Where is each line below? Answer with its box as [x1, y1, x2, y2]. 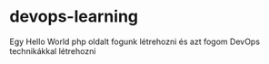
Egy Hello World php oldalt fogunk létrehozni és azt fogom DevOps [9, 36, 261, 47]
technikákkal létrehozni [9, 45, 96, 56]
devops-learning [9, 6, 139, 27]
